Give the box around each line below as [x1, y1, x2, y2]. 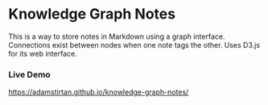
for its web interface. [8, 48, 78, 58]
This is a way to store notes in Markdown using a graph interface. [8, 31, 225, 41]
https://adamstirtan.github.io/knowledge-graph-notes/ [8, 87, 189, 97]
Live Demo [8, 69, 51, 80]
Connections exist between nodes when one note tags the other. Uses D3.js [8, 40, 260, 49]
